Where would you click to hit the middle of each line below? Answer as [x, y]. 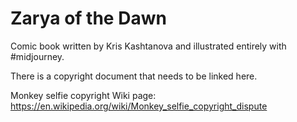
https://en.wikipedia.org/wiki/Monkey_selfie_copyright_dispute [139, 106]
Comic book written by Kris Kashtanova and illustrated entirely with [148, 46]
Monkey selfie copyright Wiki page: [83, 95]
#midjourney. [37, 56]
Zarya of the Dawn [88, 18]
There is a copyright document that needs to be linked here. [134, 76]
